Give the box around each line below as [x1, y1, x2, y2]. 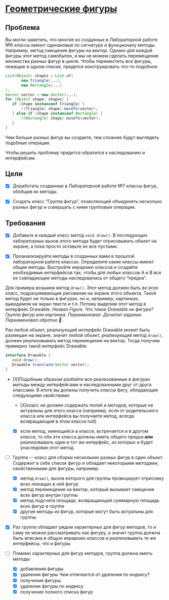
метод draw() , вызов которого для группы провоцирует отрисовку [20, 475, 164, 481]
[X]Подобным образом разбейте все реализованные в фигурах [12, 376, 150, 382]
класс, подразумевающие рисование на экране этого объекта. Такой [5, 290, 157, 296]
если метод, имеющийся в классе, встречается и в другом [20, 428, 149, 434]
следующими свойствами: [12, 392, 71, 398]
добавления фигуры [20, 566, 64, 572]
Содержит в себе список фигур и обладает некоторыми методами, [12, 460, 159, 466]
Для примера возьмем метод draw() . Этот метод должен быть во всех [5, 285, 159, 291]
